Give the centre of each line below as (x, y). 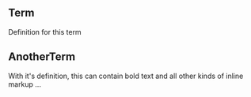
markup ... (25, 84)
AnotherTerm (42, 57)
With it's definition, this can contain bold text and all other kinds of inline (126, 76)
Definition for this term (45, 32)
